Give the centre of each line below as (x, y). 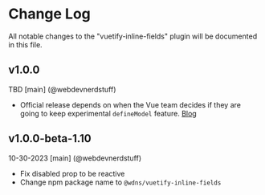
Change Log (49, 14)
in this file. (25, 44)
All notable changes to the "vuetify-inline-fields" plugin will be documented (133, 36)
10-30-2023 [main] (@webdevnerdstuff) (75, 158)
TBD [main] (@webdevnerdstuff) (62, 89)
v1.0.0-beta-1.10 (50, 138)
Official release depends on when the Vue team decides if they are (130, 104)
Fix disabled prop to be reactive (72, 173)
